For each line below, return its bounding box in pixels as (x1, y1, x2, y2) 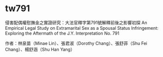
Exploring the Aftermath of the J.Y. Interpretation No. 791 (5, 30, 119, 36)
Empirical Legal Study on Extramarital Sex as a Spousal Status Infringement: (5, 25, 159, 31)
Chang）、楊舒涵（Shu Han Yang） (5, 46, 75, 52)
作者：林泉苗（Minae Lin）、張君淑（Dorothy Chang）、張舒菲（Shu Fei (5, 40, 148, 46)
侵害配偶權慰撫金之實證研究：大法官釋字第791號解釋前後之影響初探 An (5, 19, 148, 25)
